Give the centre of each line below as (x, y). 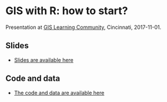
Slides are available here (44, 60)
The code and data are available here (59, 93)
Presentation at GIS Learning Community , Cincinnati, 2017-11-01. (83, 27)
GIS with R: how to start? (67, 11)
